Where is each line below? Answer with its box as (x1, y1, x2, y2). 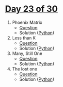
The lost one (12, 66, 37, 71)
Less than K (12, 35, 36, 41)
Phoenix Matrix (12, 19, 43, 25)
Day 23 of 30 (5, 3, 58, 15)
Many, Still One (12, 50, 43, 56)
